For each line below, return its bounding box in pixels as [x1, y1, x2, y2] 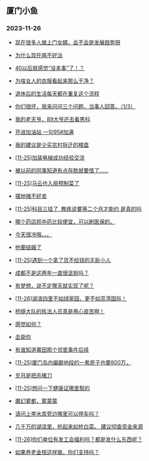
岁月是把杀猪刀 [14, 371, 52, 378]
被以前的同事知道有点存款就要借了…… [14, 166, 109, 174]
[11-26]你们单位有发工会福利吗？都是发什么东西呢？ [14, 436, 143, 443]
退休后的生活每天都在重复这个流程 [14, 90, 100, 97]
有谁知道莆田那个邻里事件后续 [14, 346, 89, 353]
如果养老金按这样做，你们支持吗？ [14, 448, 100, 456]
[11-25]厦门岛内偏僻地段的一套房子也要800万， [14, 359, 132, 366]
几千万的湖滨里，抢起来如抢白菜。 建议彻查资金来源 [14, 422, 143, 430]
